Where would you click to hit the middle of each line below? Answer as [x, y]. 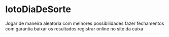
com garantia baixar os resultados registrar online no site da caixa [74, 28]
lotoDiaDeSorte [38, 9]
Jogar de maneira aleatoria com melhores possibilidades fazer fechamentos [85, 23]
